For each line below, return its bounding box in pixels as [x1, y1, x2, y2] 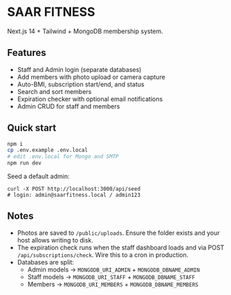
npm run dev [7, 160, 41, 166]
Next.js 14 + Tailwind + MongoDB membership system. [7, 27, 164, 35]
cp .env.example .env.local [7, 146, 89, 154]
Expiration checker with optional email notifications [17, 95, 163, 103]
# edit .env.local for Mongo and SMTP [7, 153, 119, 160]
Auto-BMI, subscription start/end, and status [17, 80, 145, 88]
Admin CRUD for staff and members [17, 102, 120, 111]
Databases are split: [17, 258, 75, 266]
